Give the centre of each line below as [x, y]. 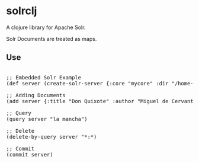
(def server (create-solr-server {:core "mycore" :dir [87, 83]
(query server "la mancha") [47, 119]
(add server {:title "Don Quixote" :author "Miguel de [87, 101]
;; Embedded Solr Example [44, 77]
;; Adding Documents [36, 95]
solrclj [22, 11]
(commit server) [30, 154]
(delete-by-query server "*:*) [52, 137]
